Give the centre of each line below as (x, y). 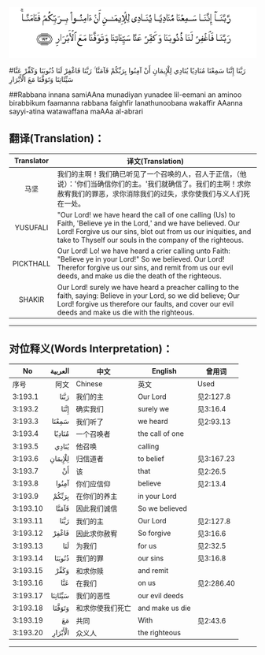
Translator (31, 161)
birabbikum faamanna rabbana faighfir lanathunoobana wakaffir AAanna (126, 103)
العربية (60, 371)
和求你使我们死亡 (104, 608)
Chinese (89, 384)
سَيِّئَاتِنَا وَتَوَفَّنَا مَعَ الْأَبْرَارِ (41, 80)
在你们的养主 (97, 497)
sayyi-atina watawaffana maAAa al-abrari (76, 112)
